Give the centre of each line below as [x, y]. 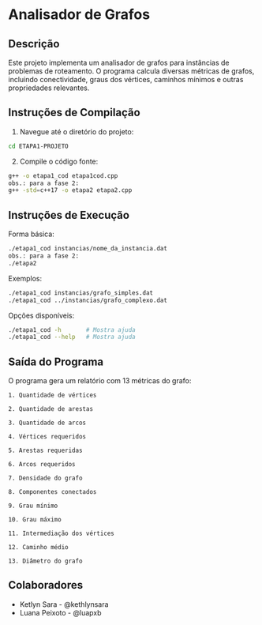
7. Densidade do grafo [45, 478]
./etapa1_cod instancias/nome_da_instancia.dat [88, 249]
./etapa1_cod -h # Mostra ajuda [72, 329]
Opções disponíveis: [41, 315]
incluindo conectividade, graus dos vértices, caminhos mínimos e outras [126, 79]
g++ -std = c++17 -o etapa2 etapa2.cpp [70, 190]
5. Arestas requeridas [45, 451]
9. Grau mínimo [33, 506]
